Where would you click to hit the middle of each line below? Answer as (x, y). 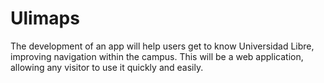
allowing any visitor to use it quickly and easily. (107, 67)
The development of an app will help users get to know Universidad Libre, (162, 46)
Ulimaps (45, 18)
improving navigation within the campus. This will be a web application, (157, 56)
